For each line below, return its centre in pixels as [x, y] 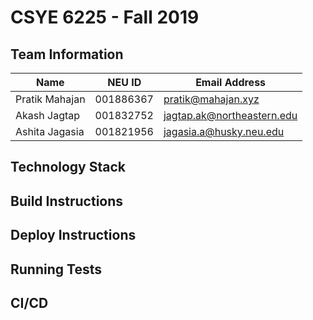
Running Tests [56, 269]
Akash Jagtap [48, 115]
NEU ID [124, 82]
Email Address [231, 82]
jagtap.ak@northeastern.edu [230, 115]
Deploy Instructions [73, 235]
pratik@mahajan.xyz [211, 99]
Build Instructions [67, 201]
